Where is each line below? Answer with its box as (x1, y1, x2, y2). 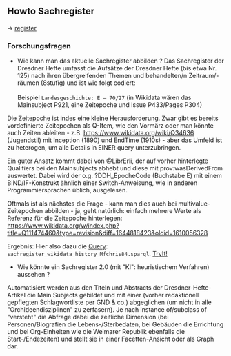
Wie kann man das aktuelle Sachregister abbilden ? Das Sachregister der (17, 57, 224, 65)
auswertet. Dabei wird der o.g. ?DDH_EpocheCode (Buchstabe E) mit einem (7, 172, 222, 180)
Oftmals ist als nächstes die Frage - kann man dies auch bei (7, 199, 177, 208)
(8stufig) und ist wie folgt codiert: (40, 79, 136, 87)
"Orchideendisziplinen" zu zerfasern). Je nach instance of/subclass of (7, 306, 207, 314)
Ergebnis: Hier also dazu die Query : (7, 242, 108, 250)
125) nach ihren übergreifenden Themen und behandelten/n (17, 72, 188, 80)
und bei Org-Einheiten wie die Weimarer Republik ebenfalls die (7, 328, 185, 336)
